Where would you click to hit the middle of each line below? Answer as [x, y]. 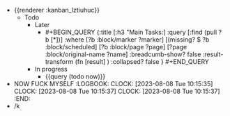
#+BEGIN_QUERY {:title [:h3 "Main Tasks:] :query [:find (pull [131, 32]
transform [59, 61]
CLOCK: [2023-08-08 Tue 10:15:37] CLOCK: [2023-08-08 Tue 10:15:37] [117, 91]
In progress [51, 69]
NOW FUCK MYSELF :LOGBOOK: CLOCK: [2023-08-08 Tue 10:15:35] [113, 84]
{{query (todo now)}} [75, 76]
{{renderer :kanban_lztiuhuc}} [56, 10]
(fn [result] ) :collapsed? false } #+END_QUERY [142, 61]
